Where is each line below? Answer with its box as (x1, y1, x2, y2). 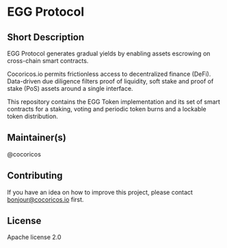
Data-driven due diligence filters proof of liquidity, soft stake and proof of (7, 77, 214, 85)
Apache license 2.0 (7, 233, 62, 241)
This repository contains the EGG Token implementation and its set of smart (7, 98, 221, 106)
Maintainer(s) (7, 132, 66, 143)
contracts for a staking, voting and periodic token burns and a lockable (7, 105, 206, 113)
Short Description (7, 31, 85, 43)
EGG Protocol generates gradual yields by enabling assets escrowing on (7, 49, 211, 57)
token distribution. (7, 112, 58, 120)
